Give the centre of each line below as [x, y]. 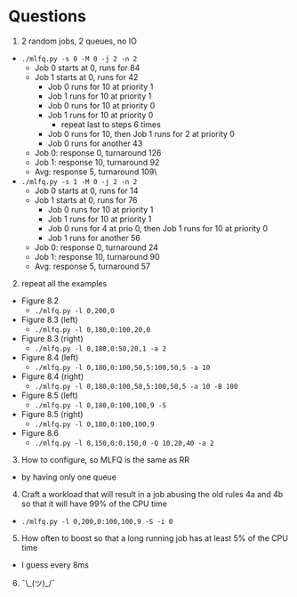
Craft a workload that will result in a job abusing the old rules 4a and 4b [152, 494]
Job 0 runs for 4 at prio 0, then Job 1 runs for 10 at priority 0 [158, 228]
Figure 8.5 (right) [52, 414]
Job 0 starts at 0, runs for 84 [87, 68]
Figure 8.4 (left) [50, 357]
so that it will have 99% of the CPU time [94, 504]
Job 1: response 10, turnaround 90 [97, 256]
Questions [47, 16]
